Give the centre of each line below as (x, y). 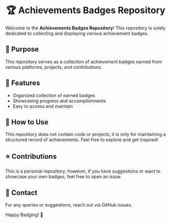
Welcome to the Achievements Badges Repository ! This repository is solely (86, 28)
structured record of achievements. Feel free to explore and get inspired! (82, 140)
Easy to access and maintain (43, 106)
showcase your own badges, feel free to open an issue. (64, 177)
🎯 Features (23, 83)
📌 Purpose (22, 49)
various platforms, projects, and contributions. (54, 67)
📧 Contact (21, 193)
